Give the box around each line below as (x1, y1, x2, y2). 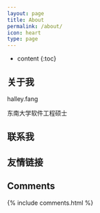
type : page (7, 36, 38, 43)
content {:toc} (16, 54, 57, 63)
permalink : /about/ (7, 23, 63, 30)
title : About (7, 16, 45, 23)
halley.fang (7, 94, 38, 103)
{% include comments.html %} (7, 199, 94, 207)
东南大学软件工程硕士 (7, 109, 67, 117)
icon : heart (7, 29, 41, 36)
